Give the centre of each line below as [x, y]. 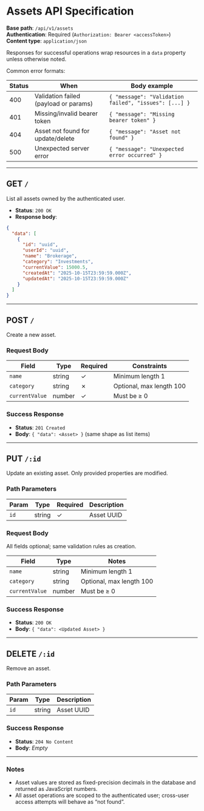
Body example [152, 86]
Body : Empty [32, 748]
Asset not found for [62, 130]
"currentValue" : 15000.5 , [55, 267]
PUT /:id [24, 458]
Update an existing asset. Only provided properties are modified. [87, 473]
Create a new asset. [31, 334]
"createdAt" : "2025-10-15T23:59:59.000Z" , [77, 273]
